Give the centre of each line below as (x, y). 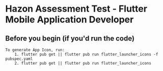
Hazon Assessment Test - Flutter (76, 9)
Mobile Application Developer (70, 20)
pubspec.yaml (19, 59)
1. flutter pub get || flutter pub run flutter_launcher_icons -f (86, 54)
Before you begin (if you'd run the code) (70, 38)
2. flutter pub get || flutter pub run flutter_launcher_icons (83, 63)
